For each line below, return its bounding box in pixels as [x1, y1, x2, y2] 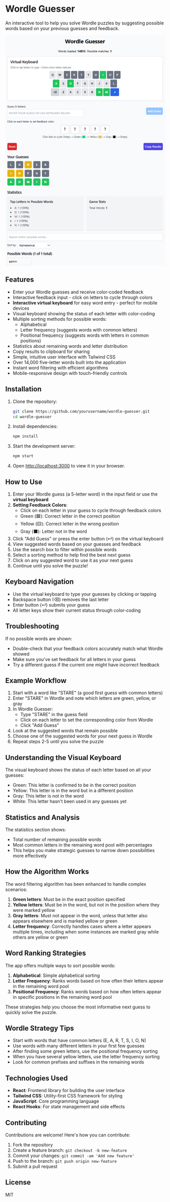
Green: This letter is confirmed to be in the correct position [12, 782, 136, 788]
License [5, 1178, 31, 1187]
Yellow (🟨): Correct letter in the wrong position [20, 521, 120, 527]
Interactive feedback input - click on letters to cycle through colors [12, 294, 153, 300]
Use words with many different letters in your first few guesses [12, 1043, 145, 1049]
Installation [5, 385, 42, 394]
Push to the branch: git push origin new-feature [12, 1158, 117, 1164]
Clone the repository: [12, 398, 58, 404]
